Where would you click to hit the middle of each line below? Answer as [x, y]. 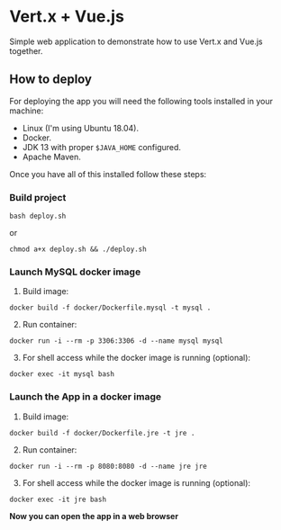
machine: [27, 111]
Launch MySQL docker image [75, 272]
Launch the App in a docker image [86, 397]
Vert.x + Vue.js [67, 17]
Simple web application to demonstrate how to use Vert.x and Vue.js [136, 41]
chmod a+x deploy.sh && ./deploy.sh [78, 249]
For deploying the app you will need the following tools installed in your [141, 101]
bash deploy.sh [38, 216]
